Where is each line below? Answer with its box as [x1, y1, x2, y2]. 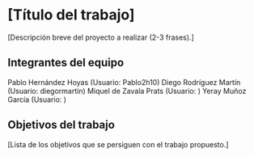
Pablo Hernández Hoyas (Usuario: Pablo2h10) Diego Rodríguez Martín [7, 77, 241, 87]
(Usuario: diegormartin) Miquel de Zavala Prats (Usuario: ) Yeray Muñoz [7, 86, 247, 95]
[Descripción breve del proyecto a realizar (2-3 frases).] [7, 32, 195, 42]
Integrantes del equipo [7, 56, 125, 70]
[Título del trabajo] [7, 6, 135, 24]
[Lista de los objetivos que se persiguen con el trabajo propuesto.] [7, 139, 229, 149]
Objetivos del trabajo [7, 118, 115, 132]
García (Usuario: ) [7, 95, 66, 104]
